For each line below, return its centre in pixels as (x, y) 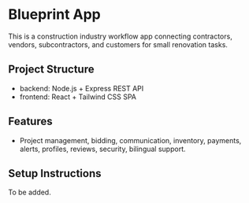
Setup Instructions (55, 173)
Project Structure (51, 70)
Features (30, 122)
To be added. (30, 192)
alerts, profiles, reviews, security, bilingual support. (102, 149)
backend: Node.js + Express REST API (82, 88)
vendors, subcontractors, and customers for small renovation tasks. (118, 44)
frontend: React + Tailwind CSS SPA (78, 97)
